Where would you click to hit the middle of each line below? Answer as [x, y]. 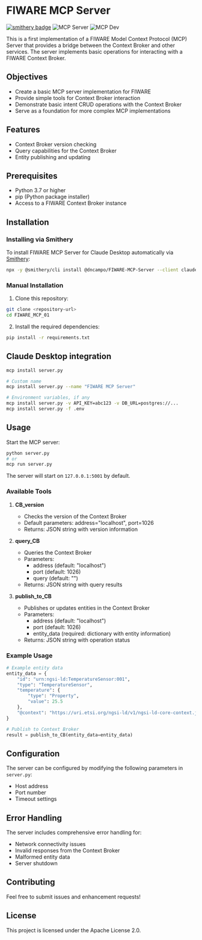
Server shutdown [36, 863]
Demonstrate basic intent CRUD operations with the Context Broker [98, 104]
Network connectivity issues [50, 844]
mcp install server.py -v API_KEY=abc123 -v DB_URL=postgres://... [93, 403]
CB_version [29, 504]
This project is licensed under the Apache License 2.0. [74, 930]
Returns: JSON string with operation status [77, 640]
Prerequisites [32, 176]
